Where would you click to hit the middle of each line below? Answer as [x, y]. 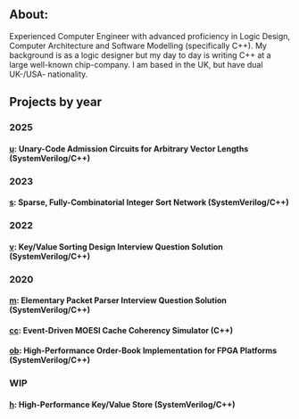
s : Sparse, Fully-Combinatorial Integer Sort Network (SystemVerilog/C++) [149, 202]
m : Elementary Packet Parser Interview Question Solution [118, 300]
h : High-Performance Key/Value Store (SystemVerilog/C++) [122, 404]
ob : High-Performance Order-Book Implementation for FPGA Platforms [143, 350]
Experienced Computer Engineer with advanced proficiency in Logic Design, [150, 36]
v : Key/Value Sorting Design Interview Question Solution [116, 246]
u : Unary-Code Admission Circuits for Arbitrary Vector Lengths [129, 148]
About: [29, 15]
